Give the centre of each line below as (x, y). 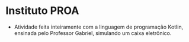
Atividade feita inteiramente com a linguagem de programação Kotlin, (99, 27)
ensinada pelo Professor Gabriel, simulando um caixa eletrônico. (93, 33)
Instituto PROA (42, 11)
